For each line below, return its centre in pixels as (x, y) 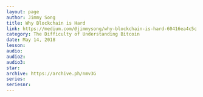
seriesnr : (19, 85)
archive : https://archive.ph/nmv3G (51, 74)
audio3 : (16, 62)
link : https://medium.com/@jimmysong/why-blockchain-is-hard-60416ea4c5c (102, 29)
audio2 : (16, 57)
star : (13, 68)
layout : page (23, 12)
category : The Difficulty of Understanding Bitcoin (73, 34)
